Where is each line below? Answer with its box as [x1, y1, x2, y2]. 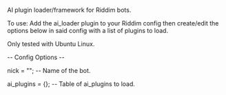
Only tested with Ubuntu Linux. [7, 40, 95, 47]
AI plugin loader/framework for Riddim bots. [7, 6, 132, 14]
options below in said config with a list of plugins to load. [7, 27, 169, 34]
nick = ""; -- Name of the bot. [7, 67, 91, 74]
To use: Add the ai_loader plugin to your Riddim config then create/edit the [7, 19, 219, 27]
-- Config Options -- [7, 53, 65, 61]
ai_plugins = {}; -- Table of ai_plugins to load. [7, 80, 136, 88]
